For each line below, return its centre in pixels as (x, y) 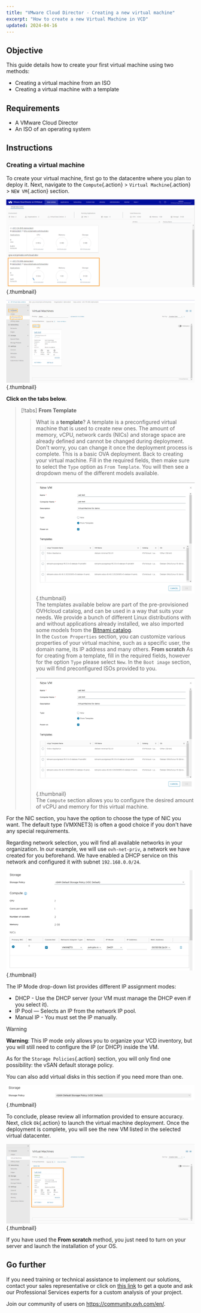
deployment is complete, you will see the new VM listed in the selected (94, 1129)
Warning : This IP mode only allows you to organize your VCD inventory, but (99, 1040)
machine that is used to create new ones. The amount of (105, 428)
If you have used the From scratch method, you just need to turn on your (96, 1239)
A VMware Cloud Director (46, 123)
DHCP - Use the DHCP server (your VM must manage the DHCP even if (103, 998)
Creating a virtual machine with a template (67, 90)
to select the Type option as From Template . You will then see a (112, 466)
